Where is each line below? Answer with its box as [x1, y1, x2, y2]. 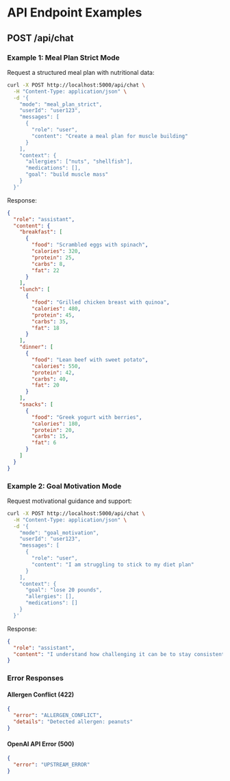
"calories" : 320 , [31, 248, 81, 255]
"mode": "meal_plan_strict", [19, 101, 103, 108]
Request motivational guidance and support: [7, 497, 132, 505]
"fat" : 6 [31, 440, 57, 446]
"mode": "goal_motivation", [19, 529, 99, 536]
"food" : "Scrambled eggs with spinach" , [31, 242, 149, 249]
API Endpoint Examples [7, 5, 142, 21]
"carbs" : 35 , [31, 318, 69, 325]
